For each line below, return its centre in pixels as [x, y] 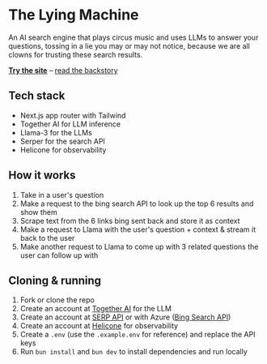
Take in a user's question [62, 195]
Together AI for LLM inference [70, 124]
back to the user [47, 238]
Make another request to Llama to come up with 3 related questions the [139, 246]
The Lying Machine [74, 15]
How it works [42, 176]
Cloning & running [55, 280]
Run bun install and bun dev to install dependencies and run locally [134, 352]
